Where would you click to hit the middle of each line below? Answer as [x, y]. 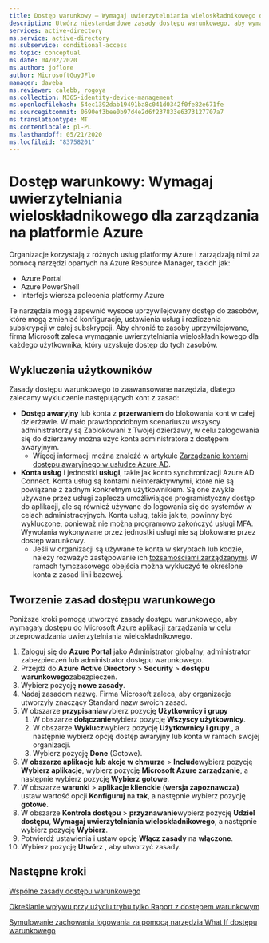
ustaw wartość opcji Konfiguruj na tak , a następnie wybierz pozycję [133, 796]
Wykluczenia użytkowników [81, 370]
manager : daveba [36, 82]
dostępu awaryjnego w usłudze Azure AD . [101, 464]
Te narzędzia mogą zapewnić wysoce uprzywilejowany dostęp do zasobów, [134, 311]
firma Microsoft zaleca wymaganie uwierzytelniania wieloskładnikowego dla [134, 336]
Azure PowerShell [50, 287]
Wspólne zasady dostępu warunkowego [75, 891]
